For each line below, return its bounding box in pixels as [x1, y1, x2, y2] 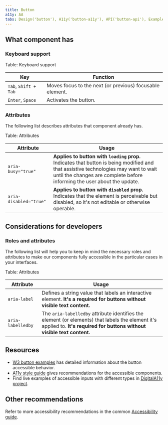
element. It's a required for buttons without [41, 296, 146, 303]
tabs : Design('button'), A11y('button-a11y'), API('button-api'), [5, 17, 146, 22]
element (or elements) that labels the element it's [41, 317, 157, 324]
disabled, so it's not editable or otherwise [53, 199, 150, 206]
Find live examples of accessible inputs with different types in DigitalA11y [12, 375, 163, 381]
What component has [5, 35, 74, 44]
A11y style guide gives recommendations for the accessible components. [12, 370, 162, 376]
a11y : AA [5, 12, 23, 17]
